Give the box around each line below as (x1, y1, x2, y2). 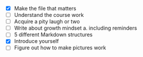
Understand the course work (14, 12, 84, 19)
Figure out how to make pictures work (14, 44, 107, 51)
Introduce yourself (14, 38, 59, 45)
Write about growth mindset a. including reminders (14, 24, 138, 31)
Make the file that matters (14, 5, 77, 12)
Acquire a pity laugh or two (14, 18, 80, 25)
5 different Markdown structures (14, 31, 93, 38)
